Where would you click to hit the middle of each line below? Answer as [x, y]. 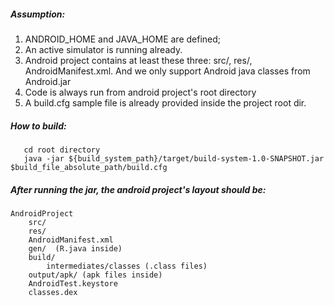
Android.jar [48, 81]
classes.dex [53, 292]
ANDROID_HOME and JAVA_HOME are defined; [123, 39]
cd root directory [62, 150]
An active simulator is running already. [103, 49]
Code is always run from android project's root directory [140, 92]
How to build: [38, 126]
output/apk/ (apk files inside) [95, 275]
